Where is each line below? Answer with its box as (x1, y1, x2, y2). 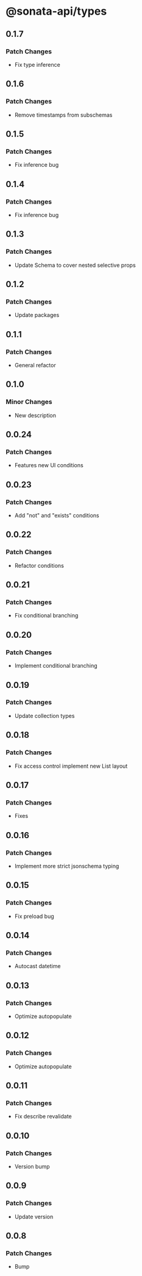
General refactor (14, 362, 56, 369)
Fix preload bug (14, 912, 54, 920)
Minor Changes (5, 397, 52, 406)
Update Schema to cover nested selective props (14, 261, 136, 269)
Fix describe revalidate (14, 1113, 73, 1120)
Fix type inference (14, 61, 60, 68)
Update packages (14, 311, 60, 319)
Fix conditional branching (14, 612, 79, 619)
